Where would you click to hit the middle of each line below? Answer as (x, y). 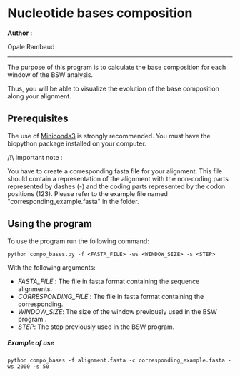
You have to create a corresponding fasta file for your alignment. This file (115, 171)
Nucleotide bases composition (100, 13)
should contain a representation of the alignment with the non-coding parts (118, 178)
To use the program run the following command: (79, 241)
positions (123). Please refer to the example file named (87, 193)
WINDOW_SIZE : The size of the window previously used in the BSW (117, 311)
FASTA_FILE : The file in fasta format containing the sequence (109, 281)
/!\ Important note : (35, 157)
